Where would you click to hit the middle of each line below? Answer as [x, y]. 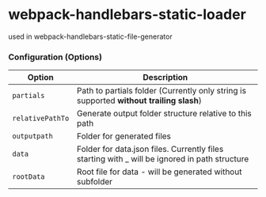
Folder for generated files [124, 136]
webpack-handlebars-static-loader [127, 15]
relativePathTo [41, 119]
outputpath [32, 136]
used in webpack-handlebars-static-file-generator [90, 36]
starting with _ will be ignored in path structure [163, 159]
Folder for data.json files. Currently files [150, 150]
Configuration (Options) [55, 57]
